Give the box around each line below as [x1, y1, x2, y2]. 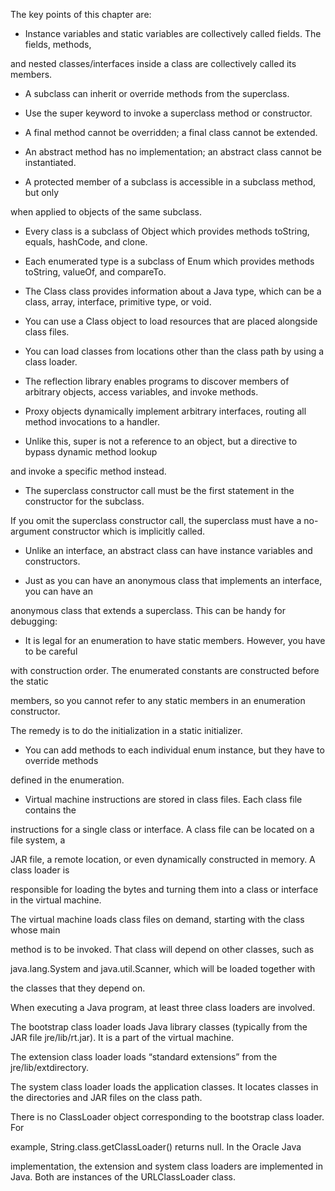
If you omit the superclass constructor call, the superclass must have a [10, 515, 302, 526]
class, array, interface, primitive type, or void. [24, 296, 212, 308]
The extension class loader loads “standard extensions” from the [10, 1051, 278, 1063]
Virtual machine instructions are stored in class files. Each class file [24, 794, 303, 805]
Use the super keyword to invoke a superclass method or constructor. [24, 107, 313, 119]
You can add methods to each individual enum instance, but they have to [24, 744, 325, 756]
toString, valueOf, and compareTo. [24, 266, 167, 278]
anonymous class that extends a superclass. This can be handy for [10, 605, 286, 616]
